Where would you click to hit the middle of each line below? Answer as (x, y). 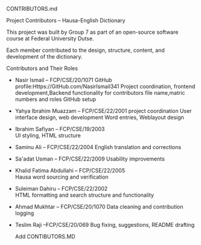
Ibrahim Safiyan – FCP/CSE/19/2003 (60, 129)
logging (24, 213)
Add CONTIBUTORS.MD (45, 237)
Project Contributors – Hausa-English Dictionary (66, 20)
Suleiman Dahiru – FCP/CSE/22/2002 (61, 189)
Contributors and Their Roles (42, 68)
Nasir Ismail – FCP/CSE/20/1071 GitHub (64, 80)
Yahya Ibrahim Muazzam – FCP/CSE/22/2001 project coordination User (103, 111)
